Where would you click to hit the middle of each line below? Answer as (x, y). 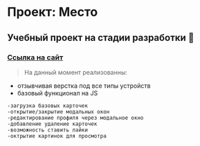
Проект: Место (53, 12)
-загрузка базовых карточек (48, 106)
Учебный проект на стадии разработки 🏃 (101, 38)
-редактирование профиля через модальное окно (75, 118)
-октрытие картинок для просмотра (57, 136)
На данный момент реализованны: (76, 72)
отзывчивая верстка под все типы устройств (84, 85)
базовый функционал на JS (57, 93)
